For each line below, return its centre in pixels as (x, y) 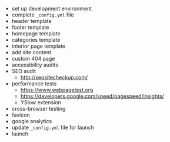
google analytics (32, 121)
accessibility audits (35, 65)
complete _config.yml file (43, 15)
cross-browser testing (39, 109)
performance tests (34, 84)
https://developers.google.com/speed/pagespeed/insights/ (92, 96)
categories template (36, 40)
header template (31, 21)
